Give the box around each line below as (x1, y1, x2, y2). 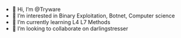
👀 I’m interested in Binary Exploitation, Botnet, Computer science (12, 12, 175, 19)
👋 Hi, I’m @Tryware (12, 6, 61, 13)
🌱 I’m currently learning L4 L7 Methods (12, 19, 111, 25)
